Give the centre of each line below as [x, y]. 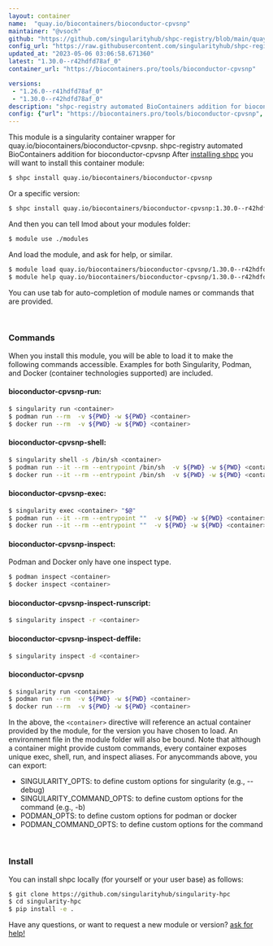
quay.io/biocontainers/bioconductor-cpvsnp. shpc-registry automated [126, 146]
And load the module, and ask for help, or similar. [91, 254]
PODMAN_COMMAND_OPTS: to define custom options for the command [141, 825]
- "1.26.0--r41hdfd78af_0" [58, 91]
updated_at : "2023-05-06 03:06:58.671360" [81, 54]
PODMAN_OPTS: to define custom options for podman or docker [128, 816]
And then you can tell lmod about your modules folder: [100, 224]
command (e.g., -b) [53, 808]
